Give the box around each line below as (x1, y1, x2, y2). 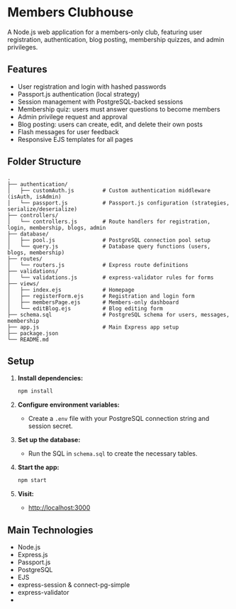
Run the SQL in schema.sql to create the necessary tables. (28, 449, 198, 458)
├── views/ (7, 280, 40, 287)
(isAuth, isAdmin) (7, 193, 62, 200)
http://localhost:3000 (28, 503, 91, 512)
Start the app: (17, 463, 60, 472)
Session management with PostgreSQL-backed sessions (17, 97, 184, 106)
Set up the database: (17, 436, 81, 444)
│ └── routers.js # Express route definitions (7, 261, 189, 268)
